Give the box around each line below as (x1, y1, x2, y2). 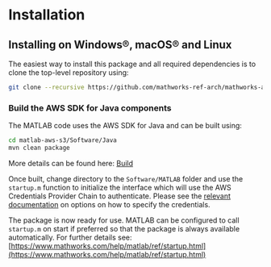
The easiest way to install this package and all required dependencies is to (8, 59, 256, 69)
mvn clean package (8, 144, 70, 152)
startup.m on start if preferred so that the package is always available (8, 223, 240, 233)
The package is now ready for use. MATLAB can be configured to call (8, 215, 240, 225)
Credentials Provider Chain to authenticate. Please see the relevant (8, 191, 231, 201)
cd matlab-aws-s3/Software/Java (8, 136, 117, 144)
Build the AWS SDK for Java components (8, 102, 172, 114)
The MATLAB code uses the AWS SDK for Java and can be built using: (8, 121, 242, 131)
